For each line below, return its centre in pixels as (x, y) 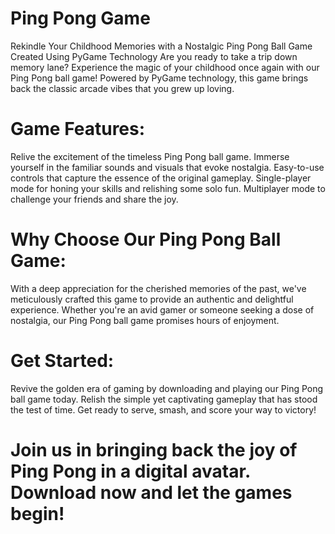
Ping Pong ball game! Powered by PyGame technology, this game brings (159, 78)
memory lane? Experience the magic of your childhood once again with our (165, 67)
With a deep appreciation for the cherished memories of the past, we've (158, 288)
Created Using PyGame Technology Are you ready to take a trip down (154, 56)
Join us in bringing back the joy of (154, 449)
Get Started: (62, 361)
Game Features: (78, 129)
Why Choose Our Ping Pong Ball (146, 239)
